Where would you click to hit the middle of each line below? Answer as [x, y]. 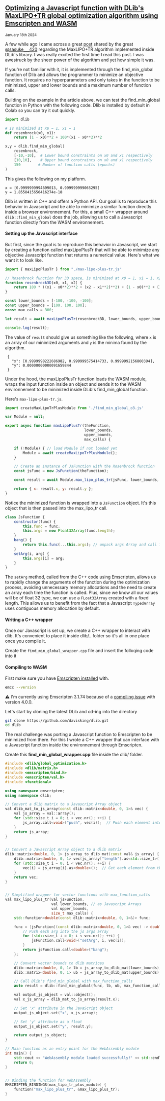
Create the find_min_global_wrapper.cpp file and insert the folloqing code [79, 651]
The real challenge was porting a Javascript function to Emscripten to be [79, 734]
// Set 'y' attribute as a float [48, 1022]
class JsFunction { [25, 517]
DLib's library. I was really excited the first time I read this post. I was [74, 54]
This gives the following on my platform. [46, 179]
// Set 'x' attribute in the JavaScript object [63, 1008]
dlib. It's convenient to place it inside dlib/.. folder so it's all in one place [77, 636]
